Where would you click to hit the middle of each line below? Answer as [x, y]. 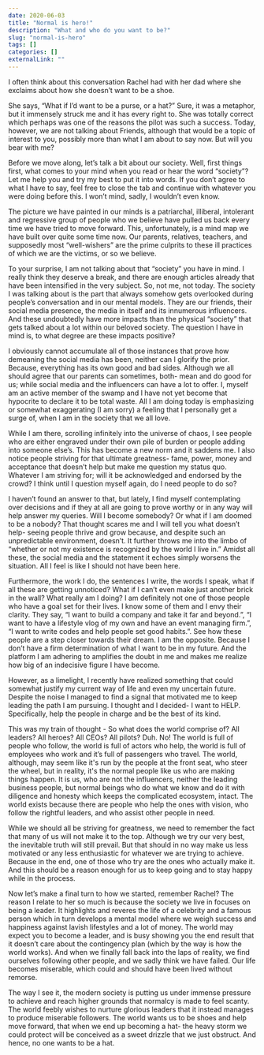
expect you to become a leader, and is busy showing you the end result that [131, 935]
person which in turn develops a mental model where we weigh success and [132, 919]
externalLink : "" [37, 60]
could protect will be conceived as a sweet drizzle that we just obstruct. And [132, 1034]
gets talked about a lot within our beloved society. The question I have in [126, 327]
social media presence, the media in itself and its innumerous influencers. [128, 310]
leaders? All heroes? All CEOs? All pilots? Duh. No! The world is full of [121, 737]
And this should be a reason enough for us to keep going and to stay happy [130, 870]
